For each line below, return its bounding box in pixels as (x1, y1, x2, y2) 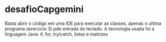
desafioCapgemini (5, 4, 84, 15)
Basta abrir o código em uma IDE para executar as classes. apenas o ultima (5, 20, 161, 26)
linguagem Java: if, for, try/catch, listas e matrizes (5, 31, 108, 37)
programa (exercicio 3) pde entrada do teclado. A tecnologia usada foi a (5, 25, 155, 31)
